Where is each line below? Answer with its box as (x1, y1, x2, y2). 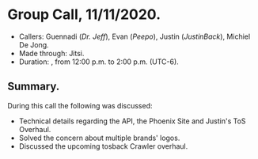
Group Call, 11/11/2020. (7, 6, 161, 24)
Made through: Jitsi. (18, 48, 85, 58)
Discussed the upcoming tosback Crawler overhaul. (18, 141, 188, 151)
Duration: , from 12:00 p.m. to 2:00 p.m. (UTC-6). (18, 57, 179, 66)
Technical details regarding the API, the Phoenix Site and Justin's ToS (18, 116, 246, 126)
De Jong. (18, 40, 49, 49)
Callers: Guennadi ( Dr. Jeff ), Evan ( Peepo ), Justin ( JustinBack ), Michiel (18, 32, 251, 41)
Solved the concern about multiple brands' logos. (18, 133, 180, 142)
